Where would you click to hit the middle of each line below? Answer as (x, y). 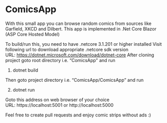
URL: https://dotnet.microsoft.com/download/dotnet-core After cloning (80, 55)
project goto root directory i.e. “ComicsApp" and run (61, 60)
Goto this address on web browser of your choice (57, 100)
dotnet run (24, 89)
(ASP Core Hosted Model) (32, 34)
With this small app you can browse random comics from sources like (78, 23)
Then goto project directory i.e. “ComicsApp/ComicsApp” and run (75, 80)
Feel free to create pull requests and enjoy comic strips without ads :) (78, 115)
